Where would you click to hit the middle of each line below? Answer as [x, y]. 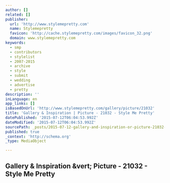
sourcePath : [18, 127]
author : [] [17, 10]
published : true [22, 132]
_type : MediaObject [26, 141]
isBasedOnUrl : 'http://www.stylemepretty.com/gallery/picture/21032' [80, 108]
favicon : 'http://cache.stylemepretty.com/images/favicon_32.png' [81, 33]
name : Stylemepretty [31, 29]
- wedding [20, 80]
